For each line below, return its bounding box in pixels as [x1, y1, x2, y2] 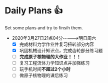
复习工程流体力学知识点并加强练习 [19, 60, 90, 66]
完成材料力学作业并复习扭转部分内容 [19, 41, 94, 47]
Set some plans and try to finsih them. [4, 24, 83, 31]
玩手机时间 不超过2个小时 [19, 66, 71, 72]
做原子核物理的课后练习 [19, 73, 68, 79]
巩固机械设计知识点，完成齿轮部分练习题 [19, 48, 103, 53]
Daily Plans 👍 [4, 5, 63, 16]
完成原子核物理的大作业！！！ [19, 54, 81, 60]
